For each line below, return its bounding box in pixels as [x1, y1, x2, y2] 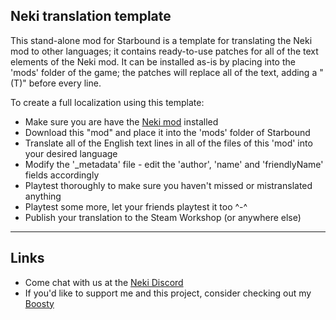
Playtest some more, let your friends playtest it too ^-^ [24, 200, 248, 213]
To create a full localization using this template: [10, 96, 205, 108]
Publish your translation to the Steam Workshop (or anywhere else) [24, 211, 302, 223]
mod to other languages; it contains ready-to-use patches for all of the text [10, 45, 319, 57]
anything [24, 190, 62, 202]
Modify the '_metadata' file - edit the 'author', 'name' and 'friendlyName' [24, 158, 324, 170]
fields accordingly [24, 169, 100, 181]
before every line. [28, 77, 102, 89]
